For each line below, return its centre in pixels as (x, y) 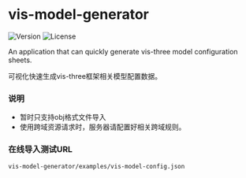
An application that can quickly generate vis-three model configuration (123, 51)
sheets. (20, 60)
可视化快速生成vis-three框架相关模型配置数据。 (85, 76)
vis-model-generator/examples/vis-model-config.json (97, 166)
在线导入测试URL (41, 150)
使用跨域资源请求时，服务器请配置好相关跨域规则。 (102, 127)
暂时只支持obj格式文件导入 (63, 117)
